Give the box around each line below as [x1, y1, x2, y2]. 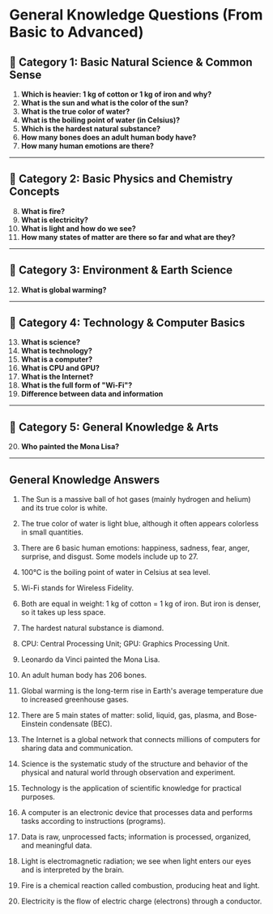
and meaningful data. [20, 841, 92, 851]
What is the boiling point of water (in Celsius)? [20, 115, 181, 125]
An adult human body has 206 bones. [20, 671, 147, 680]
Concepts [9, 185, 60, 199]
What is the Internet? [20, 371, 94, 382]
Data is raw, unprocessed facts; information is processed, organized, [20, 832, 251, 842]
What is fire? [20, 206, 66, 216]
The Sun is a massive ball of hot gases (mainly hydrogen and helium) [20, 495, 251, 504]
